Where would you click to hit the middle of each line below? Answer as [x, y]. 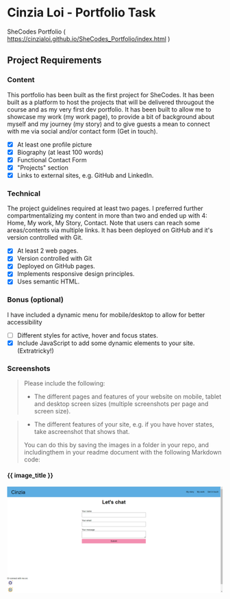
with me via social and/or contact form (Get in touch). [82, 131]
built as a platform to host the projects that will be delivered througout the [111, 102]
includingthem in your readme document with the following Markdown [123, 453]
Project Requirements [54, 61]
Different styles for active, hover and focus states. [88, 335]
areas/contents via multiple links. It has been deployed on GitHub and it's [110, 230]
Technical [24, 193]
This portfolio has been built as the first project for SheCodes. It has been [111, 94]
